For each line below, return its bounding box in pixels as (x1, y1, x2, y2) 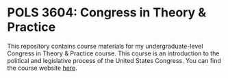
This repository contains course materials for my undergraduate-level (7, 42, 203, 50)
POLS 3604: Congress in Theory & (7, 5, 207, 21)
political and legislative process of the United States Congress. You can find (7, 56, 221, 64)
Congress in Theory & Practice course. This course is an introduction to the (7, 49, 220, 57)
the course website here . (7, 64, 77, 72)
